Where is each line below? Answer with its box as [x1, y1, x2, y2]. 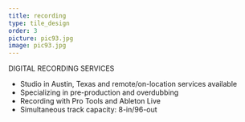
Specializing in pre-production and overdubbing [19, 87, 179, 97]
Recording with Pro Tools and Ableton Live [19, 96, 161, 106]
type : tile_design [8, 19, 70, 27]
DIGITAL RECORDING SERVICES [8, 63, 115, 73]
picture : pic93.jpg [8, 34, 74, 43]
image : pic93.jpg [8, 42, 67, 50]
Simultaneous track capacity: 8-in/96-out [19, 105, 158, 115]
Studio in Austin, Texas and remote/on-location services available [19, 79, 238, 89]
